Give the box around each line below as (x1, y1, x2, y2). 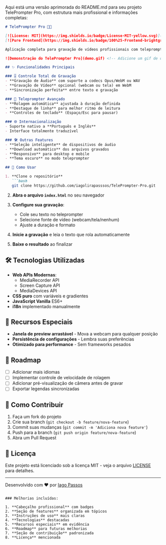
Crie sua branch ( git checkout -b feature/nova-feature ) (12, 419, 129, 425)
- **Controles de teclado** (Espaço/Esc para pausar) (5, 110, 119, 116)
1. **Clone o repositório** (5, 174, 63, 179)
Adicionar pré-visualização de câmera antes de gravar (12, 380, 124, 386)
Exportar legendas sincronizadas (12, 386, 80, 392)
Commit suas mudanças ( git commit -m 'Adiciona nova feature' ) (12, 424, 148, 430)
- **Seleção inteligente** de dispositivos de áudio (5, 142, 116, 147)
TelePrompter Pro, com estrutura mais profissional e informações (5, 9, 138, 15)
